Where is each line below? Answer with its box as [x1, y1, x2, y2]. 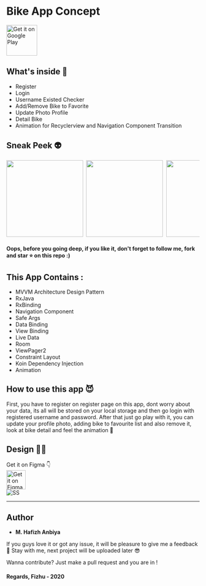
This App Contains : [6, 272, 84, 283]
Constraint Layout [15, 353, 61, 360]
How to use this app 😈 [6, 384, 94, 395]
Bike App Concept [6, 4, 101, 18]
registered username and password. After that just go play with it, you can [6, 413, 194, 420]
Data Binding [15, 321, 48, 328]
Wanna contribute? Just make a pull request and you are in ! [6, 559, 158, 566]
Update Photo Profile [15, 108, 69, 116]
